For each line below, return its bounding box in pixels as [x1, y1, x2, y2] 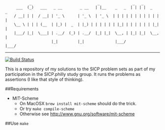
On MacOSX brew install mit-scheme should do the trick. [19, 101, 137, 106]
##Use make [5, 121, 29, 126]
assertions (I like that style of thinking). [5, 77, 84, 82]
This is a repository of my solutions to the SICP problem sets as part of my [5, 66, 156, 72]
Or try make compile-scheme [19, 106, 75, 111]
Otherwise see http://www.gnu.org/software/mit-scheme [19, 111, 135, 117]
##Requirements [5, 86, 39, 91]
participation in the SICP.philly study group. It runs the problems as [5, 71, 141, 77]
